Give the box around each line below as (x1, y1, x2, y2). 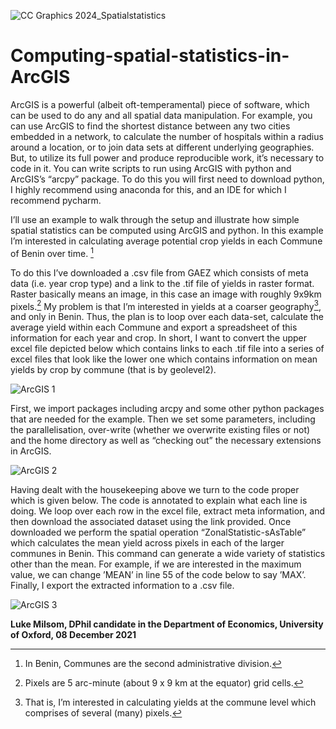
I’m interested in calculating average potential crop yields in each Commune (10, 235, 323, 247)
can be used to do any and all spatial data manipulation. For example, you (10, 109, 313, 121)
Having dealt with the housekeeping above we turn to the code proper (10, 484, 300, 496)
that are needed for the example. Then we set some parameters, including (10, 413, 316, 425)
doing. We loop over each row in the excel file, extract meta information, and (10, 505, 326, 517)
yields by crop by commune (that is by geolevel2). (10, 364, 217, 376)
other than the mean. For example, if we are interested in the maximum (10, 558, 302, 570)
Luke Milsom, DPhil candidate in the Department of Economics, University (10, 618, 324, 630)
